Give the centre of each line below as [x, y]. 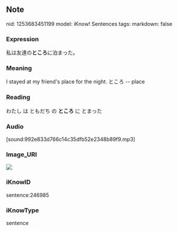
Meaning [19, 68]
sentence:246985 [28, 195]
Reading [18, 98]
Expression [23, 39]
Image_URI [21, 154]
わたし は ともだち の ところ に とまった [54, 111]
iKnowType [23, 210]
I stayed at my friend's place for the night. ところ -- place [75, 82]
